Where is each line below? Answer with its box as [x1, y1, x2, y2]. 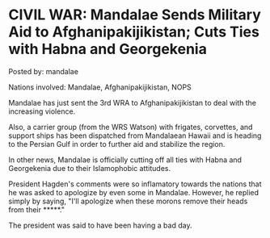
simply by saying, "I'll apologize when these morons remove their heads [8, 196, 248, 206]
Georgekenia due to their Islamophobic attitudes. [8, 163, 171, 173]
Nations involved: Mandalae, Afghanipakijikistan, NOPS [8, 82, 192, 92]
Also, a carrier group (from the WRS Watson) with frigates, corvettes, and [8, 122, 253, 132]
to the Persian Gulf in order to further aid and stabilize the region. [8, 139, 226, 148]
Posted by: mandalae [8, 66, 79, 76]
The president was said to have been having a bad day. [8, 220, 192, 230]
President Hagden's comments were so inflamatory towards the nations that [8, 179, 262, 189]
